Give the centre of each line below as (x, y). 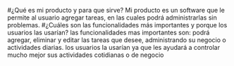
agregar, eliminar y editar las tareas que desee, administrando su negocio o (117, 40)
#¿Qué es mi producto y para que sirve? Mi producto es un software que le (116, 10)
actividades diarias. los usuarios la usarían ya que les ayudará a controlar (114, 47)
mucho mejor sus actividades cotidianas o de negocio (86, 55)
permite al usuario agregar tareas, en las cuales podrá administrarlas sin (112, 18)
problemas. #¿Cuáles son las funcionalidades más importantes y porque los (117, 25)
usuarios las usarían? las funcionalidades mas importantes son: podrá (109, 32)
